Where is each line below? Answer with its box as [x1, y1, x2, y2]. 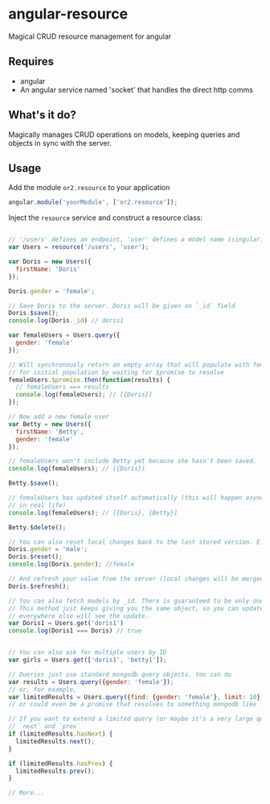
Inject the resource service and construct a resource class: [8, 213, 203, 222]
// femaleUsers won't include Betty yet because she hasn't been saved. [8, 457, 257, 466]
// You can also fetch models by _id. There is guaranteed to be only [8, 597, 250, 605]
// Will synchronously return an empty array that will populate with [8, 360, 250, 369]
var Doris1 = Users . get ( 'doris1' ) [8, 620, 125, 628]
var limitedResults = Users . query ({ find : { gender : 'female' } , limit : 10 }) [8, 693, 264, 701]
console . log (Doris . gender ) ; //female [8, 561, 135, 569]
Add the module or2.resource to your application [8, 183, 170, 193]
